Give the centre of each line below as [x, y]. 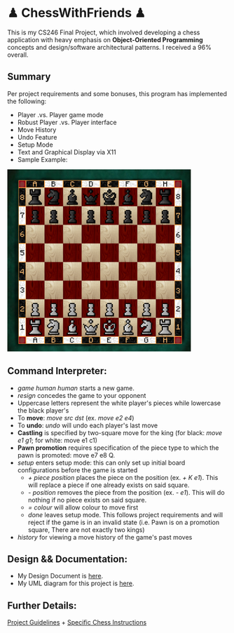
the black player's [43, 410]
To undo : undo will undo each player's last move [88, 425]
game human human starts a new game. [76, 388]
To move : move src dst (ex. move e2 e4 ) [76, 418]
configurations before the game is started [77, 470]
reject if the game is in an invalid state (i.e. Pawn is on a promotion [123, 522]
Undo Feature [37, 137]
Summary [29, 77]
